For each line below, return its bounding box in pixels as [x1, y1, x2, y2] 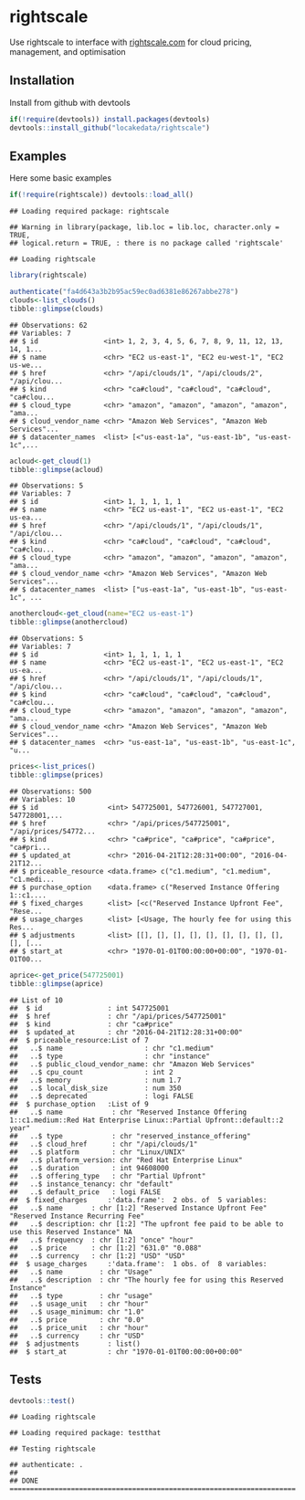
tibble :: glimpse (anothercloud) [9, 618, 129, 627]
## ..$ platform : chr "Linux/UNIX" [9, 1148, 185, 1157]
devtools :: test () [9, 1396, 76, 1405]
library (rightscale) [9, 271, 89, 280]
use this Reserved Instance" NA [9, 1227, 132, 1236]
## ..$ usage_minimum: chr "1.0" [9, 1307, 145, 1316]
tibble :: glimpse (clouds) [9, 304, 104, 313]
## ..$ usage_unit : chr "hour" [9, 1299, 149, 1308]
